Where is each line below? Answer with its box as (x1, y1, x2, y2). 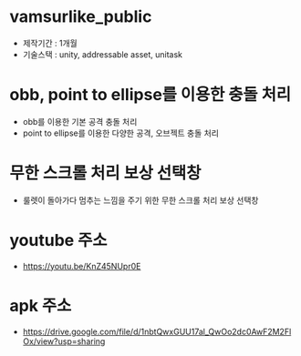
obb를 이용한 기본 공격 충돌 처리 (22, 116, 138, 127)
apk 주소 (9, 295, 72, 316)
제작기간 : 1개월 (22, 37, 78, 48)
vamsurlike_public (9, 6, 152, 27)
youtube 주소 (9, 230, 108, 250)
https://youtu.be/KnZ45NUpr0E (22, 260, 141, 271)
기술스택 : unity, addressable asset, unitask (22, 48, 183, 60)
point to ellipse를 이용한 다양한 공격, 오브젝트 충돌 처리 (22, 127, 219, 138)
